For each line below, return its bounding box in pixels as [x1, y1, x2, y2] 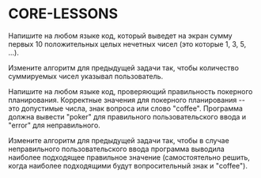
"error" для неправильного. [8, 120, 100, 130]
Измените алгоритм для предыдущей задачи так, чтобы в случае [8, 135, 229, 145]
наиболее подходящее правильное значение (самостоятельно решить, [8, 152, 251, 162]
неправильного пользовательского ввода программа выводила [8, 144, 225, 153]
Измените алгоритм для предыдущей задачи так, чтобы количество [8, 62, 240, 72]
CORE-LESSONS [8, 5, 119, 23]
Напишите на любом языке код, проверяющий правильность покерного [8, 86, 253, 96]
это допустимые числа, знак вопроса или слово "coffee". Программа [8, 104, 244, 113]
